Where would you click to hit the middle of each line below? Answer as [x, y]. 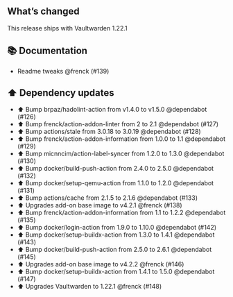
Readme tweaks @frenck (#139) [63, 71]
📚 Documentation [48, 51]
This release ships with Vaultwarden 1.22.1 [67, 28]
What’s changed [43, 11]
